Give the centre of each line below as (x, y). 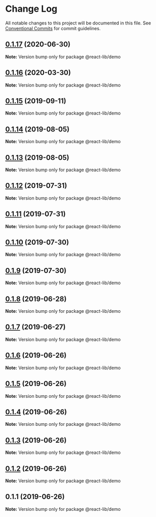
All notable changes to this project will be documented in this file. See (78, 23)
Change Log (31, 9)
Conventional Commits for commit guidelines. (53, 28)
